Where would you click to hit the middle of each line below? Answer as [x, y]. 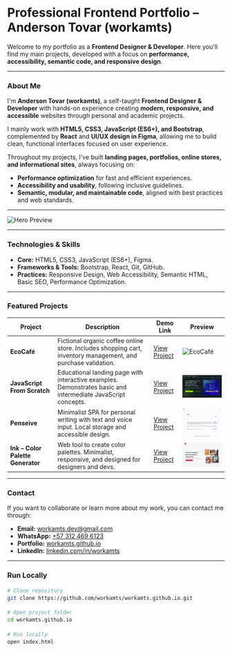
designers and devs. [86, 466]
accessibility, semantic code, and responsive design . [85, 61]
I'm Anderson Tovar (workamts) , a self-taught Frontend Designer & [105, 101]
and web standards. [45, 200]
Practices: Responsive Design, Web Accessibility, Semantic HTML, [113, 274]
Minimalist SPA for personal [97, 412]
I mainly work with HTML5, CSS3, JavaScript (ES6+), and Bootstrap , [106, 129]
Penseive [24, 423]
